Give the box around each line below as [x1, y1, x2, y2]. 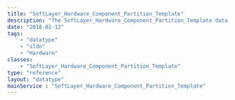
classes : [7, 56, 33, 63]
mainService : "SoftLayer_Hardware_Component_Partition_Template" [7, 82, 206, 89]
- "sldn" [20, 43, 46, 50]
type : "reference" [7, 69, 61, 76]
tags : [7, 30, 23, 37]
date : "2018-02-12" [7, 23, 65, 30]
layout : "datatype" [7, 75, 65, 83]
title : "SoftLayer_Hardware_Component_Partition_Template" [7, 10, 184, 18]
